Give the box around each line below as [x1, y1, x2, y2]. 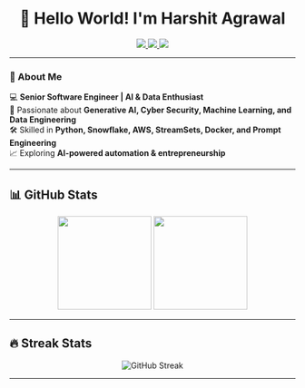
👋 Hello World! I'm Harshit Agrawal [19, 8, 286, 29]
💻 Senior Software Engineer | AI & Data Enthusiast [9, 92, 204, 102]
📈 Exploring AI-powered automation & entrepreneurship [9, 148, 226, 159]
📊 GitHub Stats [9, 187, 98, 202]
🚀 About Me [9, 70, 63, 82]
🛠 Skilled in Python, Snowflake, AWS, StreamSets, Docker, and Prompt [9, 124, 281, 135]
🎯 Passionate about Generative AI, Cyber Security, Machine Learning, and [9, 104, 292, 116]
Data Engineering [9, 114, 77, 125]
